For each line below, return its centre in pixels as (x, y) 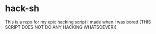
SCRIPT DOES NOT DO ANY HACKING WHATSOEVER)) (61, 27)
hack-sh (22, 8)
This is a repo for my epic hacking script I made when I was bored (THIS (78, 22)
